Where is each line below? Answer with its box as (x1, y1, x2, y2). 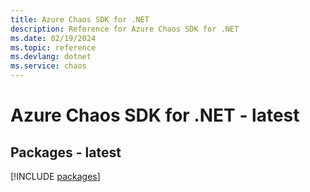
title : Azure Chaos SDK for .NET (10, 14, 150, 25)
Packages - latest (10, 144, 122, 161)
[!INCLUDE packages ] (10, 171, 101, 182)
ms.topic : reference (10, 42, 97, 53)
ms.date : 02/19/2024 (10, 33, 97, 43)
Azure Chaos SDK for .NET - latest (10, 104, 300, 127)
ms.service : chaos (10, 61, 87, 71)
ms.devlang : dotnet (10, 52, 92, 62)
